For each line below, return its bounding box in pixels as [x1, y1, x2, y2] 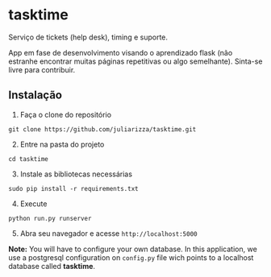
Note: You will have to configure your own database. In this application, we [8, 244, 258, 254]
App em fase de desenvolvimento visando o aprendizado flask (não [8, 48, 233, 57]
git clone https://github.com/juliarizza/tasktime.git [8, 125, 197, 134]
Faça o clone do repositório [19, 110, 111, 119]
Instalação [8, 89, 63, 102]
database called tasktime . [8, 261, 95, 271]
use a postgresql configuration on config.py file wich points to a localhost [8, 252, 254, 263]
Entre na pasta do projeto [19, 139, 105, 149]
